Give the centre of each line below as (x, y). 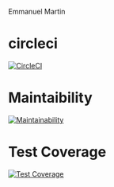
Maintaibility (50, 98)
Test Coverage (57, 152)
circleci (33, 44)
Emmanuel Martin (37, 12)
